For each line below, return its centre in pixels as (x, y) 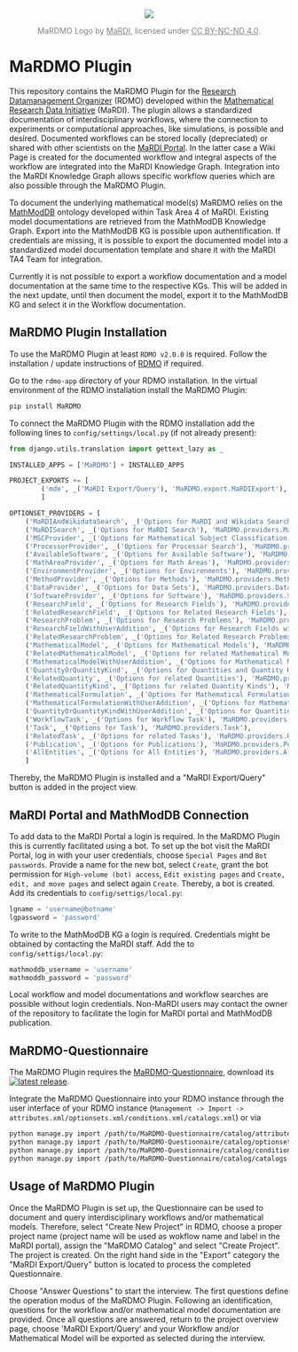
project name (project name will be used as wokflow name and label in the (145, 1236)
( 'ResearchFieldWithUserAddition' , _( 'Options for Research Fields (152, 629)
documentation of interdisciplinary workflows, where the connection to (139, 119)
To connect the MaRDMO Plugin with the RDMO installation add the (132, 423)
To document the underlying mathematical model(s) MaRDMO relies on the (146, 202)
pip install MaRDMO (45, 406)
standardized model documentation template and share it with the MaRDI (142, 249)
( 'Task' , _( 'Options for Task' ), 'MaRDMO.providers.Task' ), (138, 727)
